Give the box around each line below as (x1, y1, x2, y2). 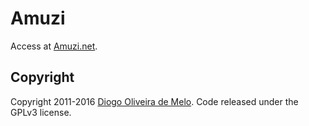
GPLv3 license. (10, 106, 72, 118)
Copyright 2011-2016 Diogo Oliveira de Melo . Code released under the (10, 95, 299, 107)
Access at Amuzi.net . (10, 40, 98, 52)
